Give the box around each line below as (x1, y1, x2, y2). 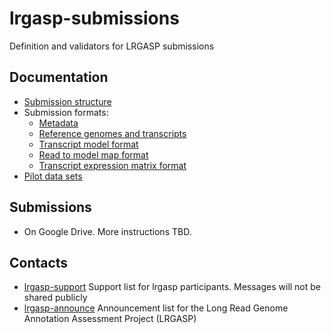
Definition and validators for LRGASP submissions (9, 40, 215, 52)
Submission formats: (23, 106, 109, 118)
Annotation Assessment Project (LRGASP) (23, 313, 197, 325)
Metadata (38, 117, 79, 129)
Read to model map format (38, 148, 149, 161)
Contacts (9, 254, 69, 271)
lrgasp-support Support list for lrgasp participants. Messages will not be (23, 281, 322, 293)
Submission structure (23, 95, 112, 107)
